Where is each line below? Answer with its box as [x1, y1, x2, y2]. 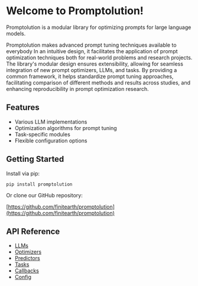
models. [6, 30, 26, 37]
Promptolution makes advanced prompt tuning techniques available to [6, 41, 177, 48]
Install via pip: [6, 170, 40, 177]
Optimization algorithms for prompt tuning [14, 124, 117, 131]
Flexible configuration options [14, 137, 87, 144]
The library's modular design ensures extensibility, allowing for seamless [6, 60, 183, 67]
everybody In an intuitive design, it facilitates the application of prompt [6, 47, 178, 54]
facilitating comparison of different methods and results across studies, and [6, 79, 191, 86]
